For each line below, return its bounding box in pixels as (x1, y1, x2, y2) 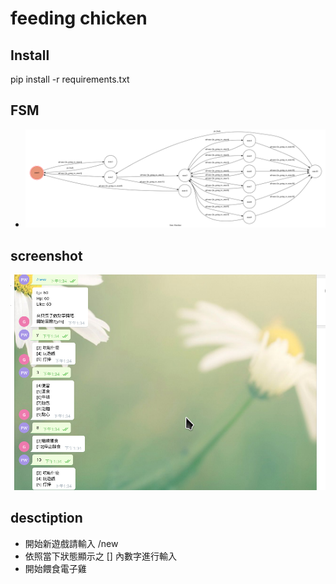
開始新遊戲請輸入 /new (24, 537, 119, 549)
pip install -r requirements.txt (10, 73, 130, 85)
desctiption (10, 510, 83, 527)
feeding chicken (10, 7, 148, 30)
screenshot (10, 247, 83, 264)
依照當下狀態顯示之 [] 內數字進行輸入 (24, 550, 177, 562)
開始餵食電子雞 (24, 562, 87, 574)
